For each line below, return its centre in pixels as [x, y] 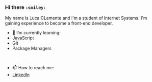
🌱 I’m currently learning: [36, 33]
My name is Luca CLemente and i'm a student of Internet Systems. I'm [76, 18]
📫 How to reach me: [33, 68]
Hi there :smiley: [26, 7]
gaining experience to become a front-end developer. [59, 23]
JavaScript [23, 38]
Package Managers [32, 49]
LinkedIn [21, 75]
